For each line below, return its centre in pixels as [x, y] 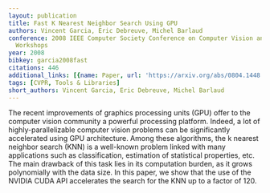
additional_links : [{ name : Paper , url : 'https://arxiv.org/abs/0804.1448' [136, 75]
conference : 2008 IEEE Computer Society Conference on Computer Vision [131, 38]
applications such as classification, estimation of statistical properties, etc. [132, 155]
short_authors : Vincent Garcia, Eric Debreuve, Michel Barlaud [117, 90]
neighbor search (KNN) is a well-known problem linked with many [117, 147]
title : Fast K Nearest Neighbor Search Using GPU [93, 23]
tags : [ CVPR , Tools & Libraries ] [64, 82]
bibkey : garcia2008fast [48, 61]
